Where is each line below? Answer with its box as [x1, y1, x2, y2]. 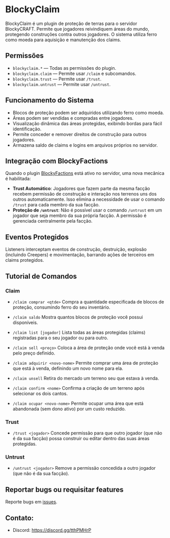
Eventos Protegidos [5, 233, 69, 241]
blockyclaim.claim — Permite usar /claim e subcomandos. [12, 70, 136, 76]
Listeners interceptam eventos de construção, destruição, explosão [5, 246, 147, 253]
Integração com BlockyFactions [5, 156, 108, 165]
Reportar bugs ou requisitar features [5, 485, 124, 494]
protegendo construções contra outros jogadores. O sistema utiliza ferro [5, 31, 157, 37]
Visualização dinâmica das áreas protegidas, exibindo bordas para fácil [12, 120, 162, 126]
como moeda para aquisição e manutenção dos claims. [5, 37, 121, 43]
